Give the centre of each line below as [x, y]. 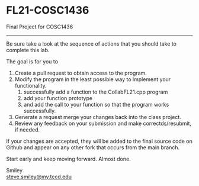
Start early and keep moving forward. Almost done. [69, 159]
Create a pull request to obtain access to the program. [81, 73]
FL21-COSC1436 [48, 10]
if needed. [27, 129]
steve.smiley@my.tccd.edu [39, 177]
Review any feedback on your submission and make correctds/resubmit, [103, 123]
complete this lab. [28, 50]
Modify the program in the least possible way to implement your [93, 79]
